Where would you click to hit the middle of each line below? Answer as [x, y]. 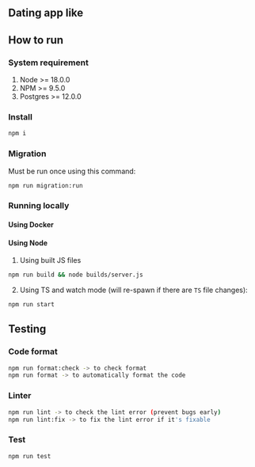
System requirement [48, 63]
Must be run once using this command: [72, 171]
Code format [33, 351]
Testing [27, 329]
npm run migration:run [46, 185]
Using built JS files [50, 260]
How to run [36, 40]
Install [21, 117]
